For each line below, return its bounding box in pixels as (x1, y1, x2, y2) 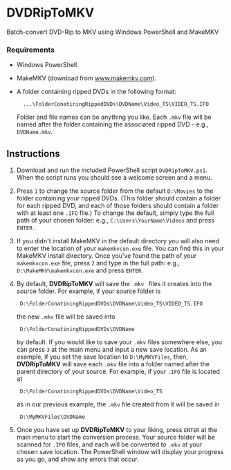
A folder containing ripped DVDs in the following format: (16, 88, 176, 96)
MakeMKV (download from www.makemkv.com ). (16, 74, 157, 82)
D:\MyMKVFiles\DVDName (19, 413, 86, 421)
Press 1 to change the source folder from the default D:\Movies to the (16, 187, 214, 195)
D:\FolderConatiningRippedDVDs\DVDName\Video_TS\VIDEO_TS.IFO (19, 301, 203, 308)
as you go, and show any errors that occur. (16, 455, 139, 464)
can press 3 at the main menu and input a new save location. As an (16, 346, 207, 354)
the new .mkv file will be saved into (16, 312, 115, 321)
